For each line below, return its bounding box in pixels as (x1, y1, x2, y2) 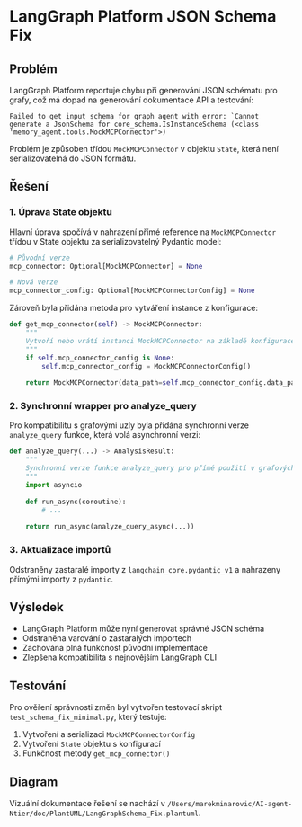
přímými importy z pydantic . (9, 574, 114, 584)
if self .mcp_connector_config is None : (25, 353, 175, 362)
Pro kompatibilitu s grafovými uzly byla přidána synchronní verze (9, 420, 250, 431)
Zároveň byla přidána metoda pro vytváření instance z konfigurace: (9, 303, 259, 314)
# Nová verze (9, 278, 58, 287)
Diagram (9, 774, 58, 789)
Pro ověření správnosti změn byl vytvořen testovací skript (9, 702, 223, 713)
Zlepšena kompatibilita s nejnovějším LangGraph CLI (22, 652, 218, 662)
